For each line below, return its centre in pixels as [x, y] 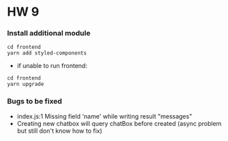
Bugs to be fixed [35, 101]
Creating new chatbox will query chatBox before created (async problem [119, 123]
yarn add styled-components [47, 53]
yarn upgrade [26, 84]
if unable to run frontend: [52, 66]
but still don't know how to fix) [59, 131]
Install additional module [49, 33]
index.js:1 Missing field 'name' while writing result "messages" [104, 116]
